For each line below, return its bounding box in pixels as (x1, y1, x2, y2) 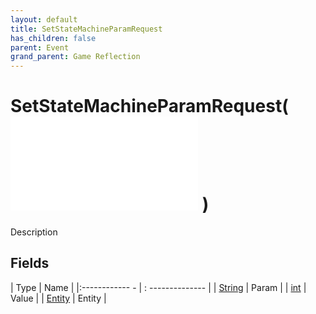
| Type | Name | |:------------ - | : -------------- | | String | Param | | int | (10, 281, 307, 293)
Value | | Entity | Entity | (10, 292, 107, 304)
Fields (10, 255, 50, 272)
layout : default (10, 14, 78, 25)
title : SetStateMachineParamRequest (10, 24, 163, 34)
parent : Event (10, 42, 70, 53)
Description (10, 226, 58, 238)
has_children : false (10, 33, 97, 43)
